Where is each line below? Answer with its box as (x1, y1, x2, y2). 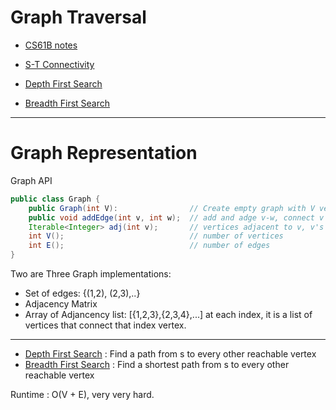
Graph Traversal (10, 6, 147, 29)
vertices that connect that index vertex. (24, 319, 187, 331)
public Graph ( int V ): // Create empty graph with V (28, 203, 315, 213)
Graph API (10, 174, 53, 186)
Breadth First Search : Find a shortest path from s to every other (24, 359, 290, 370)
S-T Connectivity (24, 58, 95, 70)
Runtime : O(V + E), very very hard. (10, 389, 155, 400)
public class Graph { (10, 194, 101, 204)
